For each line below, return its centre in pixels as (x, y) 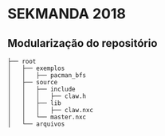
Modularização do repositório (82, 43)
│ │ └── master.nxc (47, 117)
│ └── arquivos (36, 124)
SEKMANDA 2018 (67, 14)
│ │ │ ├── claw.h (47, 96)
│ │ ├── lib (34, 103)
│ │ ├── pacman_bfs (47, 76)
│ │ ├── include (42, 89)
